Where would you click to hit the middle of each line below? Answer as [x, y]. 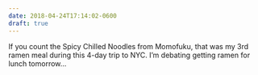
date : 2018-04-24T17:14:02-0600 [62, 16]
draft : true [28, 23]
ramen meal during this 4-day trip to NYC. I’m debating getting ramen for [129, 55]
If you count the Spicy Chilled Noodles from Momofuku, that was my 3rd [129, 46]
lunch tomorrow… [37, 63]
